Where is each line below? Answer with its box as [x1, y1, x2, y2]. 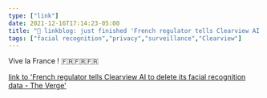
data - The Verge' [8, 81, 67, 91]
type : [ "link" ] [8, 11, 59, 20]
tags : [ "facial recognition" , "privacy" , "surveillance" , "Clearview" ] [8, 34, 242, 43]
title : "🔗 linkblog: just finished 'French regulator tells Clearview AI [8, 27, 261, 35]
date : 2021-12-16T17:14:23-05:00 [8, 19, 120, 27]
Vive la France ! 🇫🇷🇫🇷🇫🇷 [8, 56, 99, 66]
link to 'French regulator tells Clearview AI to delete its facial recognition [8, 72, 246, 82]
